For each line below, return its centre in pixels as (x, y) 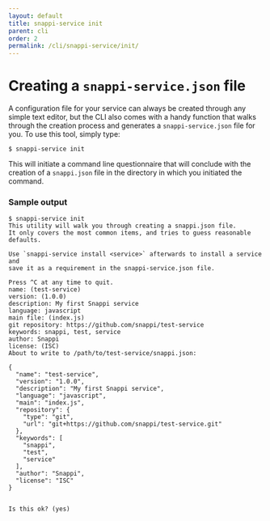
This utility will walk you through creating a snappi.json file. (122, 226)
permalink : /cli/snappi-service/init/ (74, 46)
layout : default (36, 16)
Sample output (38, 201)
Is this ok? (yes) (39, 509)
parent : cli (28, 31)
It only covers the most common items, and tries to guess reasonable (130, 233)
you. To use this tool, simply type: (64, 134)
